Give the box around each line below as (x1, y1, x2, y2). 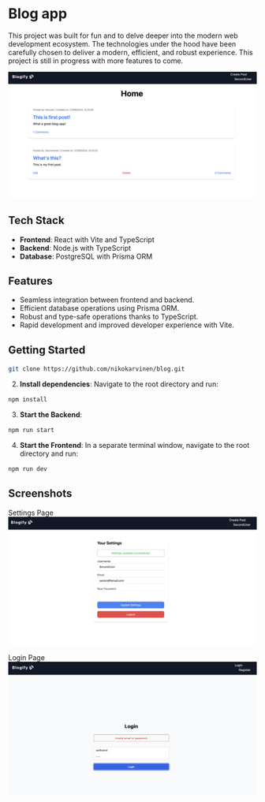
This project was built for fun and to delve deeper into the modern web (8, 31, 238, 40)
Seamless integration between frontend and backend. (19, 295, 195, 304)
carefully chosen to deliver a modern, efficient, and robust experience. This (8, 47, 254, 57)
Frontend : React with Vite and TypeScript (19, 234, 155, 244)
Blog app (8, 5, 68, 23)
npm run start (8, 427, 55, 435)
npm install (8, 396, 47, 404)
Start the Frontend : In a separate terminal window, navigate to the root (19, 440, 250, 449)
